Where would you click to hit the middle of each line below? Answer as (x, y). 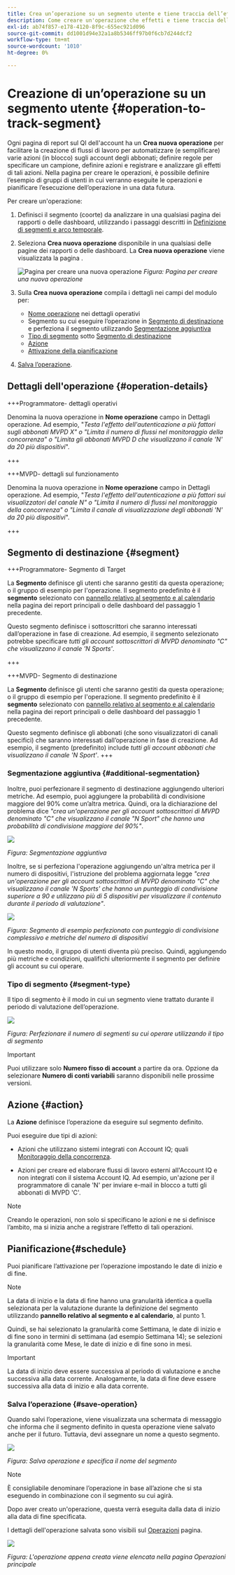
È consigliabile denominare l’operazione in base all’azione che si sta (105, 1488)
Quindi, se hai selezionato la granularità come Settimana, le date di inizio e (114, 1329)
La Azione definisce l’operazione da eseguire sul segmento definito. (106, 1122)
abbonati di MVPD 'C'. (49, 1192)
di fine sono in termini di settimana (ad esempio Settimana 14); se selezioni (115, 1336)
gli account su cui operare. (46, 966)
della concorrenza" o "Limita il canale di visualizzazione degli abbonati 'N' (115, 509)
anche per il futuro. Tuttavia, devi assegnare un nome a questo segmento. (114, 1434)
